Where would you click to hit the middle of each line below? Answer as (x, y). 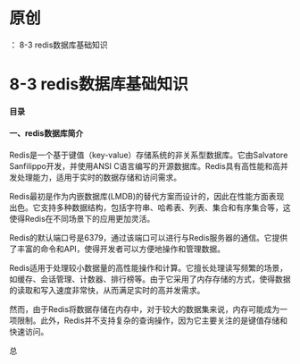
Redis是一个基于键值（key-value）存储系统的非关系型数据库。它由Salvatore (149, 155)
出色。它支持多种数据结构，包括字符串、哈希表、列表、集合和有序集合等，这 (150, 207)
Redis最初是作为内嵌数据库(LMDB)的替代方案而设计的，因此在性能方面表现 (147, 196)
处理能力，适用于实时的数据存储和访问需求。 (99, 177)
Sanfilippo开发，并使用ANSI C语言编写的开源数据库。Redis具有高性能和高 (145, 165)
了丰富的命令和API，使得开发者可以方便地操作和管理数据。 (117, 249)
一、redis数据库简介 (46, 133)
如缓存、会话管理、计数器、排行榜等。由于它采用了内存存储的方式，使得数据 (150, 279)
